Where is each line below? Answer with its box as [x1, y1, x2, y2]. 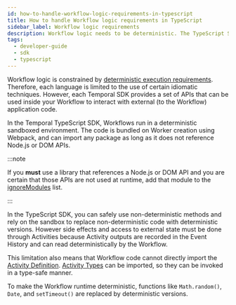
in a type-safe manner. [7, 268, 73, 277]
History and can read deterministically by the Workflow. [7, 240, 168, 248]
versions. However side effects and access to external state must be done [7, 225, 222, 233]
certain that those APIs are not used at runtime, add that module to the [7, 175, 211, 184]
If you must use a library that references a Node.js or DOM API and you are [7, 168, 225, 176]
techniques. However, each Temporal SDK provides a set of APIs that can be [7, 90, 229, 98]
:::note [7, 154, 26, 163]
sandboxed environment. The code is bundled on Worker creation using [7, 126, 216, 134]
